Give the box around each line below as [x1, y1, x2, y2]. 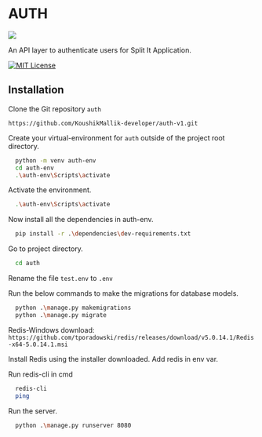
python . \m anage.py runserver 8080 [15, 421, 132, 429]
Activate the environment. [8, 185, 92, 195]
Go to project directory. [8, 244, 84, 253]
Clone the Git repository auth [8, 104, 102, 114]
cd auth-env [15, 164, 55, 172]
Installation [8, 83, 64, 97]
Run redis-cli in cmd [8, 370, 73, 379]
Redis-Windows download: [8, 325, 95, 334]
